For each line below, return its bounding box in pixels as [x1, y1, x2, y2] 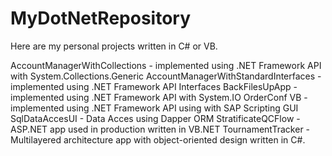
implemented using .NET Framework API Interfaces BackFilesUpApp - [10, 80, 298, 92]
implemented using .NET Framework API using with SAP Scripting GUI [10, 102, 299, 114]
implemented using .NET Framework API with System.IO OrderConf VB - [10, 91, 308, 103]
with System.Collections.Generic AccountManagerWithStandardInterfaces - [10, 70, 322, 82]
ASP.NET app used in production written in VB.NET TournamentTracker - [10, 123, 311, 135]
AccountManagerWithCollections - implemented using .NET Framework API [10, 59, 322, 71]
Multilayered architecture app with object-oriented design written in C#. [10, 133, 306, 146]
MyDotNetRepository [10, 7, 192, 30]
